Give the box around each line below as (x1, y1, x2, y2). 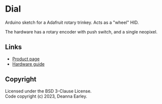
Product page (12, 56, 40, 62)
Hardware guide (12, 61, 45, 67)
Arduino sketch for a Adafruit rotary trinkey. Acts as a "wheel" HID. (5, 19, 139, 25)
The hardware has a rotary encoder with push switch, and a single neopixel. (5, 29, 158, 35)
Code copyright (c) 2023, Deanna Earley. (5, 93, 88, 99)
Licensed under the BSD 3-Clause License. (5, 88, 92, 94)
